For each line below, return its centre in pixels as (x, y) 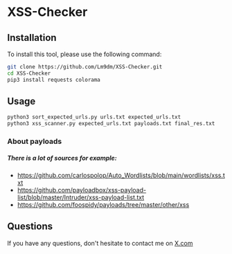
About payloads (35, 141)
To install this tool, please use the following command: (84, 54)
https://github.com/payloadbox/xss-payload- (82, 190)
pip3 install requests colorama (54, 80)
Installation (32, 38)
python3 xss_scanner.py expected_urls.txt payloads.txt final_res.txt (111, 124)
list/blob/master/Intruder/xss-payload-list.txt (81, 197)
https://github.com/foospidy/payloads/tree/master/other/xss (103, 205)
